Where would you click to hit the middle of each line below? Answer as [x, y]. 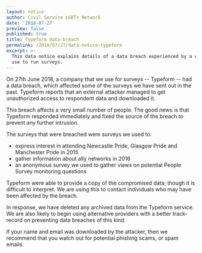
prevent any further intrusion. [43, 122]
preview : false [25, 28]
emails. [15, 244]
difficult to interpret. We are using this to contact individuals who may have [99, 189]
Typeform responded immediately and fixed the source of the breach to [95, 116]
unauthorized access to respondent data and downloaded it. [81, 98]
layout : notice [25, 12]
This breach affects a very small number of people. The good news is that [98, 110]
